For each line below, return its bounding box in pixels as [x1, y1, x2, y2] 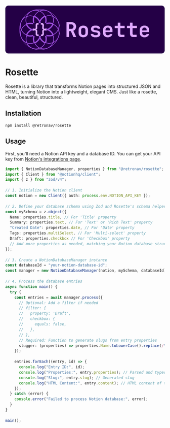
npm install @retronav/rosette [5, 123, 71, 128]
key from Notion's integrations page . [5, 156, 82, 162]
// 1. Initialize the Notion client [5, 188, 82, 193]
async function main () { [5, 284, 58, 289]
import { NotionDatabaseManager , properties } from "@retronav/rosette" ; [5, 166, 164, 172]
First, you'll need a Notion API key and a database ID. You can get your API [5, 150, 161, 156]
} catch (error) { [10, 391, 49, 397]
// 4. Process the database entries [5, 279, 82, 284]
